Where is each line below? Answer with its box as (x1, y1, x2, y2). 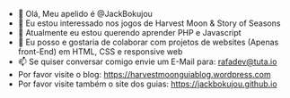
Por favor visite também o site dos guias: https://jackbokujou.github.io (17, 78, 277, 89)
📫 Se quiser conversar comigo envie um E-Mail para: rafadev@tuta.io (17, 56, 277, 67)
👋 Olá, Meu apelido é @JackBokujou (17, 9, 153, 19)
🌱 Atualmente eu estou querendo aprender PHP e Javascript (17, 28, 242, 37)
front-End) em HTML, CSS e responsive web (17, 46, 183, 57)
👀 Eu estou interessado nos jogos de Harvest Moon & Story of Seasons (17, 18, 281, 29)
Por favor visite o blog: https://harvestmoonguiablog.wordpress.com (17, 69, 271, 79)
